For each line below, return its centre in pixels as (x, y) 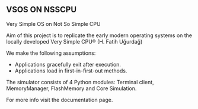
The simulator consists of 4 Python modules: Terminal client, (80, 82)
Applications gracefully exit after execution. (68, 64)
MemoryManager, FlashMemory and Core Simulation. (71, 88)
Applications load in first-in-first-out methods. (71, 71)
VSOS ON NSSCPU (41, 10)
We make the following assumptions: (51, 53)
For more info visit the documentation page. (60, 100)
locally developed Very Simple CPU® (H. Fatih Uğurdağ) (74, 41)
